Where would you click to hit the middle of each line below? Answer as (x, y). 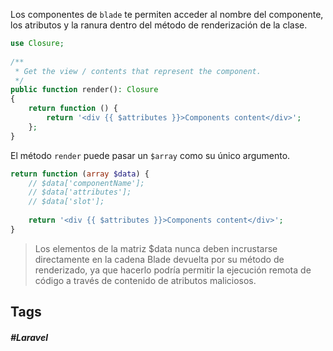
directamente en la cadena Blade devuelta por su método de (159, 259)
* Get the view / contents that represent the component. (138, 71)
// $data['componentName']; (86, 183)
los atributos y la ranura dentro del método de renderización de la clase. (159, 25)
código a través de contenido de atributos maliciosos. (145, 280)
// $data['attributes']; (80, 192)
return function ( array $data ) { (80, 174)
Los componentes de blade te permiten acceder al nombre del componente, (167, 14)
